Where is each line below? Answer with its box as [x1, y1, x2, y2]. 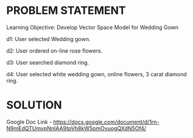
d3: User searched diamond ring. [6, 59, 89, 66]
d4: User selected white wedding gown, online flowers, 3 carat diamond [6, 70, 187, 77]
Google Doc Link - [6, 118, 52, 125]
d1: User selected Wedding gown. [6, 35, 91, 42]
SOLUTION [6, 98, 62, 112]
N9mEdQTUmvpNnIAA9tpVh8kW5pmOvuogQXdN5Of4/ [6, 125, 147, 132]
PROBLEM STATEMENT [6, 4, 126, 18]
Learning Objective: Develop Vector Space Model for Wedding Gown [6, 24, 178, 31]
